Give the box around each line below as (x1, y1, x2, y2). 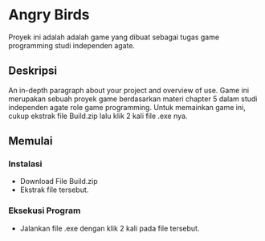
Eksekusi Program (8, 205, 81, 216)
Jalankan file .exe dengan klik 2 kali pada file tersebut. (19, 223, 200, 233)
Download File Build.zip (19, 177, 98, 186)
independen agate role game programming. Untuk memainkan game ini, (8, 102, 247, 112)
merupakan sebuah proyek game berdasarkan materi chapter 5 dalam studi (8, 94, 258, 104)
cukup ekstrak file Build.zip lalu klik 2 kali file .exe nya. (8, 111, 188, 120)
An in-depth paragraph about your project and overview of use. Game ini (8, 85, 250, 95)
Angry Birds (8, 6, 90, 24)
